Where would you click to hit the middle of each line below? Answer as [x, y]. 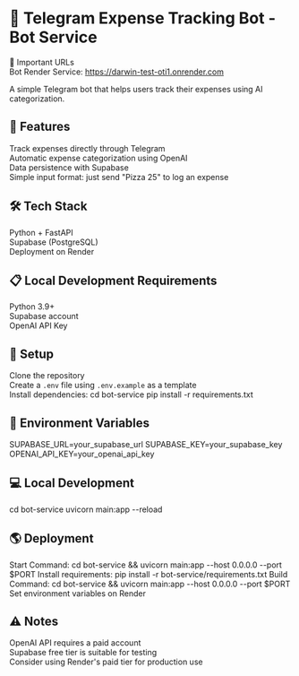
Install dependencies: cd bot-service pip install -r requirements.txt [131, 394]
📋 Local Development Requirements [113, 280]
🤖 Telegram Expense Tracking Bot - [142, 18]
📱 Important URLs [42, 62]
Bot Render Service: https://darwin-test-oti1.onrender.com [116, 72]
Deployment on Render [52, 251]
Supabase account [44, 316]
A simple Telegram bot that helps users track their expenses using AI [136, 89]
